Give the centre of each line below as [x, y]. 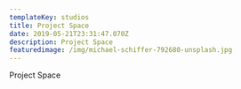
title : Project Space [49, 26]
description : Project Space [61, 42]
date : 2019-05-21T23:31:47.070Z [69, 33]
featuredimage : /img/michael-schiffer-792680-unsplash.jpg [121, 50]
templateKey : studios [49, 17]
